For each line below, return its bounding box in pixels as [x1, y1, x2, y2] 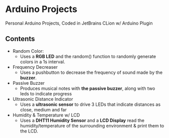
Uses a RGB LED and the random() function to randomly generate [20, 53, 156, 59]
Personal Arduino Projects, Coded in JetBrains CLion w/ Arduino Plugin [5, 20, 153, 26]
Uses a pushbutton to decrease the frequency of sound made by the [20, 69, 163, 75]
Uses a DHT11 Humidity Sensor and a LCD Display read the [20, 117, 145, 123]
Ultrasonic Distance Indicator [12, 96, 73, 102]
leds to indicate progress [20, 90, 72, 96]
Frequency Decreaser [12, 64, 58, 70]
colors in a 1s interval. [20, 59, 66, 65]
